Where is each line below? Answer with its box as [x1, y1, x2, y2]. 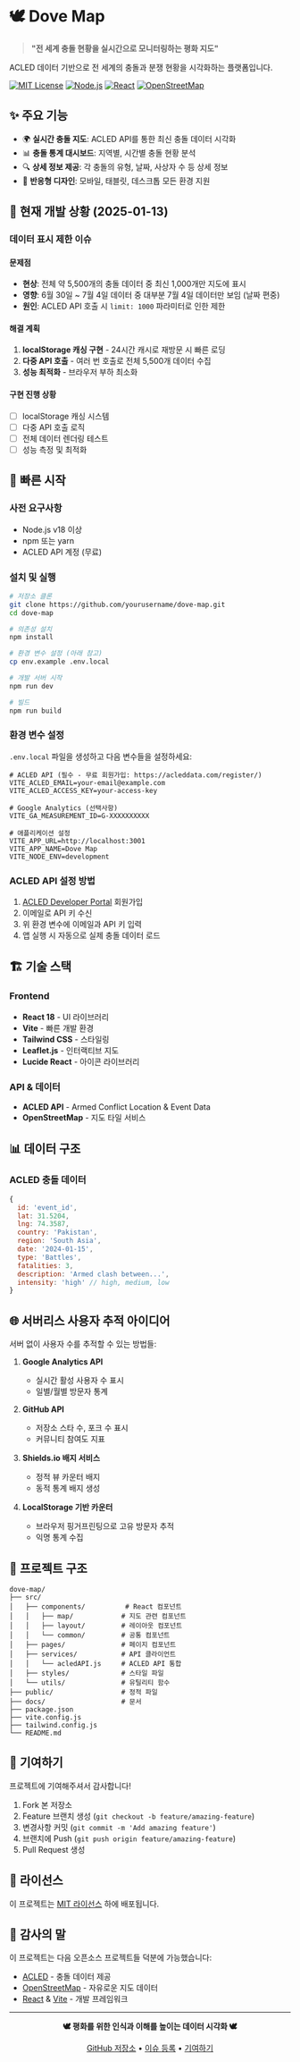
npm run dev [9, 681, 54, 690]
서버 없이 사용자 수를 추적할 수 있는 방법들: [9, 1339, 157, 1349]
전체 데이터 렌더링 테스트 [21, 433, 109, 444]
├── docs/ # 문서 [9, 1697, 142, 1706]
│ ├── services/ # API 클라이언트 [9, 1650, 177, 1659]
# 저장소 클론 [9, 591, 53, 601]
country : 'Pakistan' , [17, 1228, 98, 1238]
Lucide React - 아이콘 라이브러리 [21, 1056, 140, 1067]
